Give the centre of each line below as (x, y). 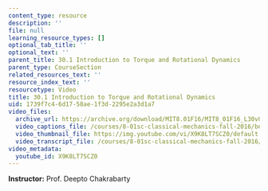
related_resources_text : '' (55, 75)
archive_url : (37, 119)
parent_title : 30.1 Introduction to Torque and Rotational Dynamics (124, 60)
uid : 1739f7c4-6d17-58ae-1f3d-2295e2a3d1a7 (82, 104)
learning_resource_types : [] (57, 38)
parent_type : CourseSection (55, 68)
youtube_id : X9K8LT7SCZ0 (57, 156)
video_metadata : (35, 149)
